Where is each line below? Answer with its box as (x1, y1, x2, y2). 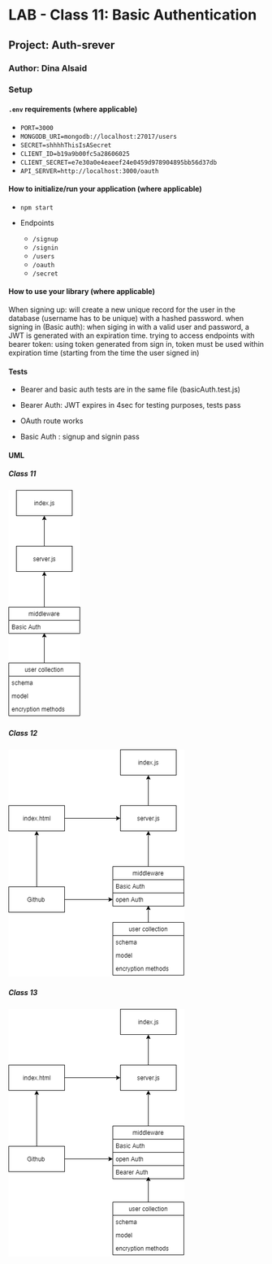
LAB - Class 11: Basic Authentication (8, 6, 257, 24)
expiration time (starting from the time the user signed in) (8, 348, 200, 358)
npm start (19, 203, 54, 212)
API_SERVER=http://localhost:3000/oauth (19, 167, 159, 175)
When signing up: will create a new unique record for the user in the (8, 305, 235, 314)
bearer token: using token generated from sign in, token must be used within (8, 340, 265, 349)
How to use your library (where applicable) (8, 287, 156, 297)
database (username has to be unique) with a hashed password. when (8, 314, 244, 323)
